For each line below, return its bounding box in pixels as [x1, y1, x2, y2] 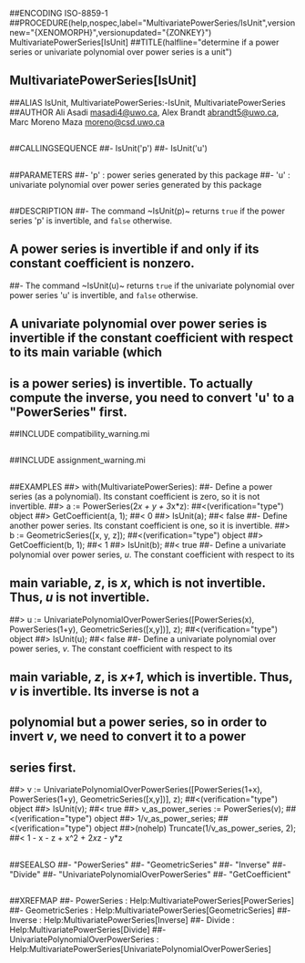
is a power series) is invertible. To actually [9, 376, 253, 391]
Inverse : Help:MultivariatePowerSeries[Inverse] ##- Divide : [9, 914, 235, 925]
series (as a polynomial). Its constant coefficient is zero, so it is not [9, 491, 260, 502]
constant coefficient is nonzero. [9, 255, 196, 272]
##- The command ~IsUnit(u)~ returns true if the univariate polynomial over [9, 280, 295, 291]
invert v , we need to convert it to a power [9, 729, 246, 744]
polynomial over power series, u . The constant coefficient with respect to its [9, 549, 295, 560]
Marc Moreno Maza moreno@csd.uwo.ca [9, 116, 166, 127]
